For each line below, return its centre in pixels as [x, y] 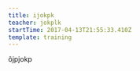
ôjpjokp [20, 59]
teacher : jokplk [35, 23]
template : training [40, 37]
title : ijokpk [31, 15]
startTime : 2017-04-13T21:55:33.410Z [70, 30]
